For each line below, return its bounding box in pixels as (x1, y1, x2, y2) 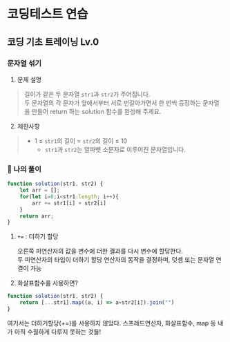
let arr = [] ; (19, 187, 60, 194)
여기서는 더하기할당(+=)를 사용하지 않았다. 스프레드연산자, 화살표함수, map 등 (7, 319, 216, 327)
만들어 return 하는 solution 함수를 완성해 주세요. (31, 107, 162, 115)
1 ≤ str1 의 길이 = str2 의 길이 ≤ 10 (34, 136, 128, 145)
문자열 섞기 (7, 58, 42, 68)
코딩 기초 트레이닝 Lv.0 (7, 36, 99, 48)
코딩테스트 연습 (7, 6, 88, 22)
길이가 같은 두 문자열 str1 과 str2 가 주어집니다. (23, 90, 151, 98)
